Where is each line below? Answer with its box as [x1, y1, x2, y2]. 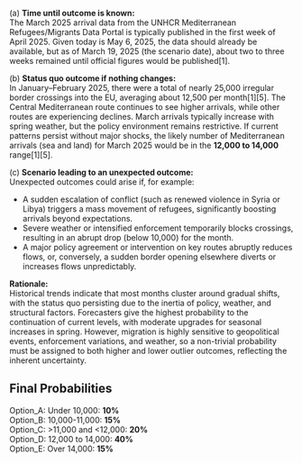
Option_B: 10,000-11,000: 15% [9, 414, 122, 425]
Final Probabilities [9, 381, 113, 396]
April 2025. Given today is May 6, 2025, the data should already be [9, 36, 258, 47]
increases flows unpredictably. [22, 261, 137, 271]
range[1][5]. [9, 150, 53, 160]
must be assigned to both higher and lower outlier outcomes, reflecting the [9, 346, 288, 356]
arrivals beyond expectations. [22, 213, 133, 223]
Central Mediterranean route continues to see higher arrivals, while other [9, 102, 280, 112]
